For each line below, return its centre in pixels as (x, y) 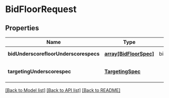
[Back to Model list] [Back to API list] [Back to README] (63, 90)
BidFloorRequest (41, 9)
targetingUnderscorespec (39, 71)
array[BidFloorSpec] (129, 54)
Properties (22, 28)
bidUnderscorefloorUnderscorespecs (54, 54)
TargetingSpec (122, 71)
